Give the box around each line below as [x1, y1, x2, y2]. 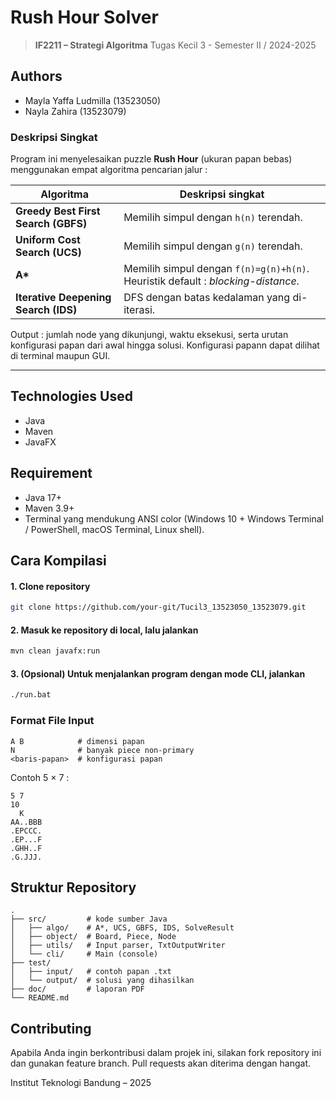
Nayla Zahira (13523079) [24, 105, 127, 117]
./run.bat [10, 690, 52, 700]
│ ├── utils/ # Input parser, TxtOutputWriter [10, 941, 226, 951]
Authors [10, 68, 63, 85]
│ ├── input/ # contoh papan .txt [10, 967, 172, 977]
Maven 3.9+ [24, 502, 75, 514]
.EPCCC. [10, 826, 43, 836]
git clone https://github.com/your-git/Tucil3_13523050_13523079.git [10, 602, 307, 613]
